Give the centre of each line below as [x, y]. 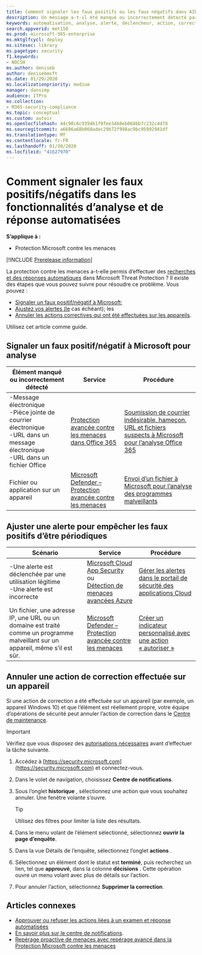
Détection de [105, 586]
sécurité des [156, 586]
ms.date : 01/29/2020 [32, 79]
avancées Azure [110, 601]
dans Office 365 [94, 443]
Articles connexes [41, 906]
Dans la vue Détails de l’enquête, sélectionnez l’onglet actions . [93, 850]
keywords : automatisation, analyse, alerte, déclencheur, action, [91, 23]
